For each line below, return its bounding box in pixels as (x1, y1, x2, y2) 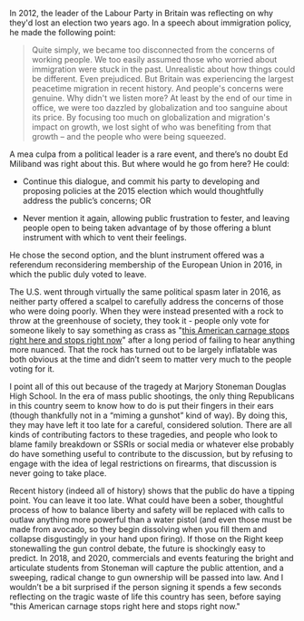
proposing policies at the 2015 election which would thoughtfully (22, 186, 264, 196)
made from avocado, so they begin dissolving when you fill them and (9, 524, 268, 534)
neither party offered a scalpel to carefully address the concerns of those (9, 296, 284, 306)
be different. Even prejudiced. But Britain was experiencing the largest (31, 73, 294, 84)
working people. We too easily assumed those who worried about (31, 54, 278, 64)
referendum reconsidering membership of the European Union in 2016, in (9, 259, 283, 270)
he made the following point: (9, 27, 116, 37)
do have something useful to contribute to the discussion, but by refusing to (9, 449, 293, 459)
